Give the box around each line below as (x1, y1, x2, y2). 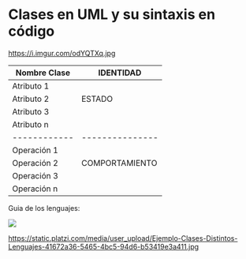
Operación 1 (12, 145, 59, 156)
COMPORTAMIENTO (81, 157, 158, 168)
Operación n (12, 183, 58, 194)
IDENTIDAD (98, 67, 142, 78)
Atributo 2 (12, 93, 50, 104)
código (8, 22, 55, 40)
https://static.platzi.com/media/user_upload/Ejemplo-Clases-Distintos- (8, 233, 238, 242)
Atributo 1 (12, 81, 50, 92)
